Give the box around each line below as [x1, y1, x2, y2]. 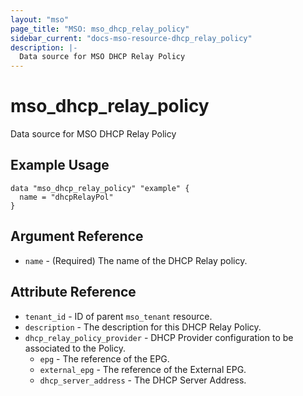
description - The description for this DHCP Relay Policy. [24, 321, 262, 333]
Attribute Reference [10, 284, 137, 301]
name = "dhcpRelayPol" [19, 192, 114, 202]
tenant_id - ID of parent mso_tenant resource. [24, 310, 213, 322]
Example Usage [10, 157, 110, 174]
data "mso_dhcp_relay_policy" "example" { [10, 183, 190, 193]
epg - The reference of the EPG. [39, 352, 170, 365]
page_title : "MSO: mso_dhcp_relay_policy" [10, 24, 190, 34]
